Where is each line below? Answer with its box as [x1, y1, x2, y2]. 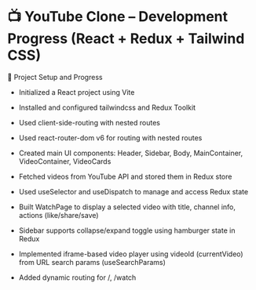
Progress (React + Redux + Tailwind [7, 30, 245, 48]
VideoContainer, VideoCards [18, 156, 112, 166]
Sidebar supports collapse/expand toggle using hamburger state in [18, 226, 236, 235]
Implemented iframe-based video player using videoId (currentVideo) [18, 249, 244, 259]
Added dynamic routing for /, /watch [18, 273, 137, 282]
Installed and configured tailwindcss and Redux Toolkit [18, 103, 196, 112]
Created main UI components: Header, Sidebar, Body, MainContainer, [18, 148, 243, 158]
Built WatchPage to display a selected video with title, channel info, [18, 202, 236, 212]
